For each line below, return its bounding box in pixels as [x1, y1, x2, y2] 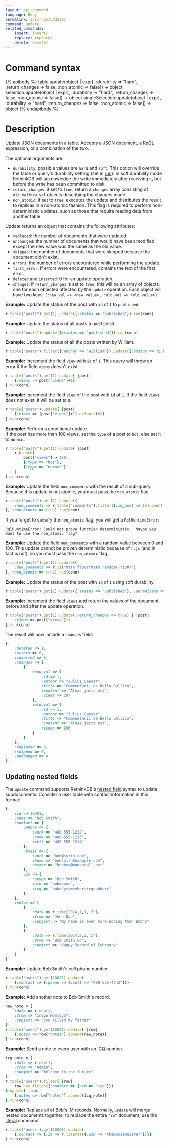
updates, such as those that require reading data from [41, 207, 152, 214]
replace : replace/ [14, 36, 53, 41]
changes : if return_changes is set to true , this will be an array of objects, [12, 281, 160, 287]
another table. [12, 213, 42, 219]
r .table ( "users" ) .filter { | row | [5, 1079, 73, 1084]
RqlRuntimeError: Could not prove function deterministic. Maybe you [5, 527, 156, 532]
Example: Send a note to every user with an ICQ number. [5, 1046, 124, 1052]
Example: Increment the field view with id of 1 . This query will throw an [5, 358, 152, 364]
